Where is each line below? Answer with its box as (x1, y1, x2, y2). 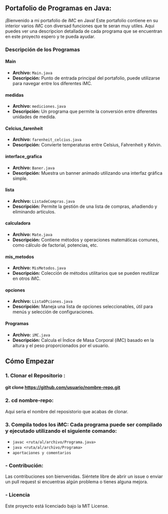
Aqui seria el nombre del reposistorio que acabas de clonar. (5, 408, 129, 414)
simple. (12, 175, 28, 181)
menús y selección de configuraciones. (12, 309, 94, 315)
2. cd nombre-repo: (5, 397, 54, 404)
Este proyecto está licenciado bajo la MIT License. (5, 503, 109, 509)
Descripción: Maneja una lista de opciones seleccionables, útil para (12, 304, 153, 310)
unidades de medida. (12, 114, 56, 120)
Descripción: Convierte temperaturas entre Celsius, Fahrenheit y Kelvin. (12, 142, 162, 148)
